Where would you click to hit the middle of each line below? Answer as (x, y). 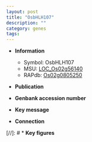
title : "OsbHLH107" (30, 17)
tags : (13, 34)
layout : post (22, 12)
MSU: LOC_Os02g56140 (53, 69)
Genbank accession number (50, 98)
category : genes (26, 28)
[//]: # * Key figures (30, 133)
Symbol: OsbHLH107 (49, 63)
